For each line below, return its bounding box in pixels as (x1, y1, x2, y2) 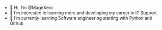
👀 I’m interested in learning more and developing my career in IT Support (9, 10, 157, 16)
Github (9, 20, 24, 26)
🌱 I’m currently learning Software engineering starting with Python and (9, 15, 153, 21)
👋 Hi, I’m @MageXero (9, 5, 53, 10)
